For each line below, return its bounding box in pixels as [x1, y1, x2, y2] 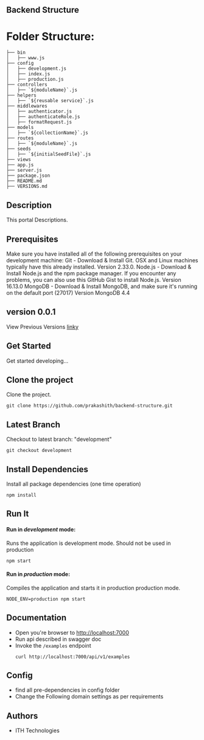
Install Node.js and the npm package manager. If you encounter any [6, 269, 177, 277]
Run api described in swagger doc [15, 635, 102, 643]
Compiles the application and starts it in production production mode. [6, 584, 181, 591]
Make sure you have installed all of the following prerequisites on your [6, 250, 182, 257]
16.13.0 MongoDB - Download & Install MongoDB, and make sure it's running [6, 283, 198, 290]
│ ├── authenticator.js [6, 108, 72, 115]
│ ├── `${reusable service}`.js [6, 98, 94, 104]
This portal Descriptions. [6, 216, 68, 224]
